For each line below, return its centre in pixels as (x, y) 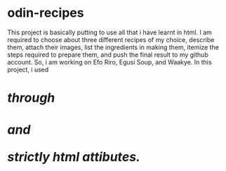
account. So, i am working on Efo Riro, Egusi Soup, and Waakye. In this (109, 62)
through (31, 98)
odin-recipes (46, 13)
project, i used (28, 69)
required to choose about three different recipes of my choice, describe (111, 39)
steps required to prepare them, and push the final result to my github (108, 55)
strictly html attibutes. (74, 157)
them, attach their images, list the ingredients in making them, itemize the (113, 47)
